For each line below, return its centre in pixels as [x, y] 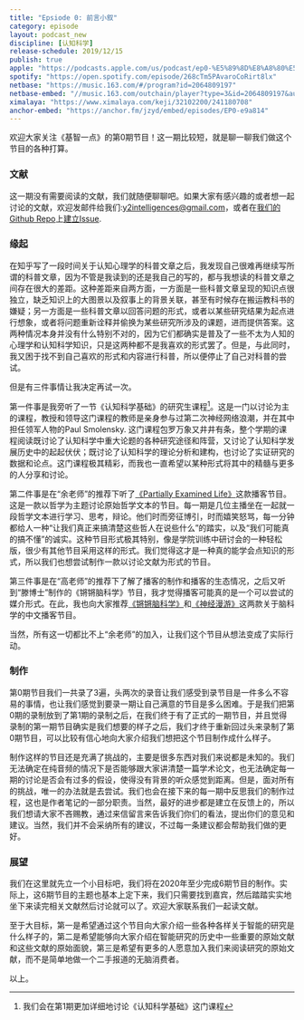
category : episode [44, 26]
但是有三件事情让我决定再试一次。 [73, 387]
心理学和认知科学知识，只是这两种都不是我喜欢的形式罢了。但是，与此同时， [152, 344]
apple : [22, 69]
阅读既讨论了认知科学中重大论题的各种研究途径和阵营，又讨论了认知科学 [152, 440]
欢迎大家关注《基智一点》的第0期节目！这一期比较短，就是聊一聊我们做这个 [151, 138]
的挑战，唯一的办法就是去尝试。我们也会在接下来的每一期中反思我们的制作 [148, 791]
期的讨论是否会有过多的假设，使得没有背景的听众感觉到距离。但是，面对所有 [152, 779]
